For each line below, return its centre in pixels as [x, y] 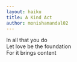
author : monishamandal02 [37, 23]
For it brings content [31, 53]
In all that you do [27, 40]
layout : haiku [24, 12]
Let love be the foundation [39, 46]
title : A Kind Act [29, 17]
